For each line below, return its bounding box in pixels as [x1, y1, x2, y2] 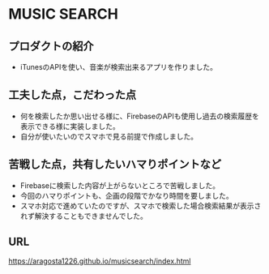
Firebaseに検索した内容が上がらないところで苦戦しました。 [19, 180, 220, 191]
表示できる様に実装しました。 [19, 121, 120, 131]
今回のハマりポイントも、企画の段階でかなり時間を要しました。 [19, 191, 233, 200]
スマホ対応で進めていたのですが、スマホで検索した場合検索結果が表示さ [19, 200, 262, 211]
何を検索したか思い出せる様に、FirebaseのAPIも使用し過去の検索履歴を [19, 111, 259, 121]
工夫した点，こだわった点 [8, 88, 136, 102]
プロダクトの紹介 [8, 39, 94, 53]
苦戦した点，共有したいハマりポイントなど [8, 157, 221, 171]
